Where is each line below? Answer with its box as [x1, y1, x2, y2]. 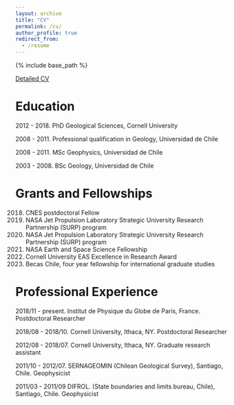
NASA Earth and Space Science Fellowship [25, 245, 148, 253]
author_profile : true [15, 29, 78, 37]
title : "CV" [15, 17, 50, 23]
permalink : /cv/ [15, 23, 62, 30]
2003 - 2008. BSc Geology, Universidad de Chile [15, 161, 154, 170]
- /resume [21, 42, 50, 49]
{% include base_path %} [15, 61, 88, 69]
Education [15, 99, 75, 115]
